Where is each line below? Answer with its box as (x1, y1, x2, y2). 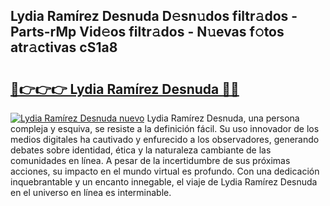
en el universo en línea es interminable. (10, 187, 172, 198)
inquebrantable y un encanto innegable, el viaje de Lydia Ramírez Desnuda (10, 176, 318, 188)
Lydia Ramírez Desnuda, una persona (146, 112, 300, 124)
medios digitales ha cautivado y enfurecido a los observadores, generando (10, 134, 320, 145)
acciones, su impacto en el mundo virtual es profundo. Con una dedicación (10, 165, 320, 177)
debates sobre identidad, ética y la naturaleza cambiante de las (10, 144, 272, 156)
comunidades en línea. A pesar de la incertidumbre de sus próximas (10, 155, 291, 166)
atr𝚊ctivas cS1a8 (10, 39, 118, 56)
